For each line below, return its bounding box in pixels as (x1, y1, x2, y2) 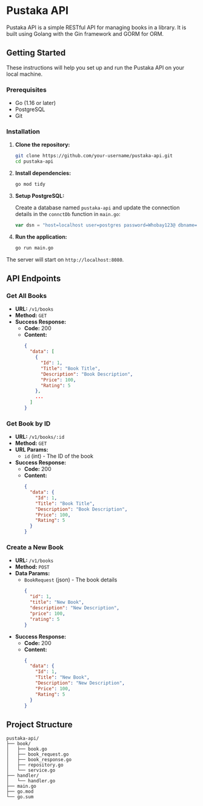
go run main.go (15, 245, 54, 251)
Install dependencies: (15, 169, 72, 177)
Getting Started (6, 48, 66, 58)
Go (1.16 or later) (15, 100, 56, 107)
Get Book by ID (6, 419, 51, 428)
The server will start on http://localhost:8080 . (6, 256, 124, 263)
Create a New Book (6, 543, 64, 551)
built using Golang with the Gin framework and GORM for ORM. (6, 30, 164, 37)
